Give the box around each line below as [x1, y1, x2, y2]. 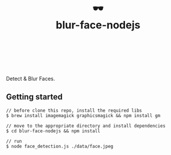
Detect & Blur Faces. [6, 75, 55, 82]
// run [6, 138, 22, 144]
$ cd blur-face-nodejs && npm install [6, 128, 100, 134]
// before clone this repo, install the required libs [6, 108, 142, 113]
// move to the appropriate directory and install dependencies [6, 123, 166, 129]
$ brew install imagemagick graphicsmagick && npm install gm [6, 112, 160, 119]
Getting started [6, 92, 63, 102]
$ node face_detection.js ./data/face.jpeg [6, 143, 114, 149]
